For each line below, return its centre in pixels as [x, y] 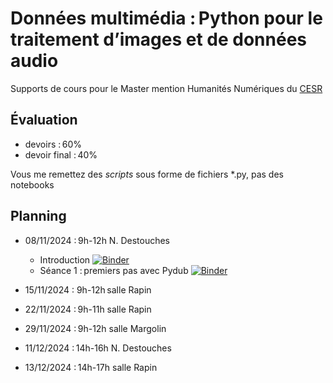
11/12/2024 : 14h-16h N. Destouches [98, 348]
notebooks [32, 184]
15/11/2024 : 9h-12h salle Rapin [88, 289]
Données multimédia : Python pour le [166, 18]
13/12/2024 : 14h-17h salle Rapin [91, 367]
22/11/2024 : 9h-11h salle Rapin [88, 309]
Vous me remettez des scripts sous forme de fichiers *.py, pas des [147, 174]
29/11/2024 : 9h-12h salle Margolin [95, 328]
